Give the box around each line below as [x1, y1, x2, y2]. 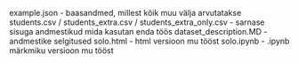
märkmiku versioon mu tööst [9, 45, 114, 56]
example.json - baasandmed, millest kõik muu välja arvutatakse [9, 8, 242, 18]
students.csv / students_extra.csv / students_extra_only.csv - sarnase [9, 17, 265, 28]
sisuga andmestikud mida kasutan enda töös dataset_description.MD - [9, 27, 268, 36]
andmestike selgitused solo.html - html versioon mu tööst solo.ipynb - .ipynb [9, 35, 290, 46]
